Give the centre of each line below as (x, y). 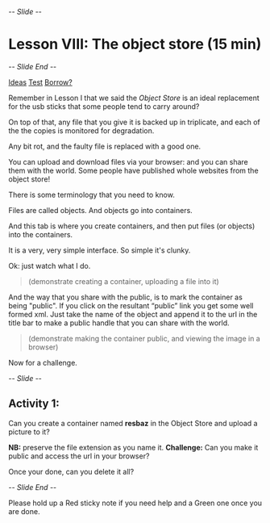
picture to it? (29, 432)
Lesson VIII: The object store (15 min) (135, 44)
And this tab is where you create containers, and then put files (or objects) (132, 226)
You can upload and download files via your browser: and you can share (128, 161)
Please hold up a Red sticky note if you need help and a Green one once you (135, 503)
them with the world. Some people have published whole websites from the (134, 170)
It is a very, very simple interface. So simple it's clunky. (100, 250)
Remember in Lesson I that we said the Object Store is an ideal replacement (134, 98)
